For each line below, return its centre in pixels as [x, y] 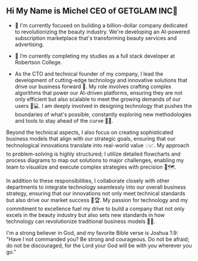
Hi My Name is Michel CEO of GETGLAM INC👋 [92, 11]
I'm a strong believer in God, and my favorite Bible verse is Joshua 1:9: [92, 232]
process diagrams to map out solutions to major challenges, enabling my [95, 160]
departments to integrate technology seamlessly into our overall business [96, 187]
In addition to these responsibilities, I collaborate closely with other [88, 181]
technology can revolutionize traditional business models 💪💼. [81, 221]
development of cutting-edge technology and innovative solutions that [101, 80]
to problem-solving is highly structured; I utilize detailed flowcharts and [93, 154]
